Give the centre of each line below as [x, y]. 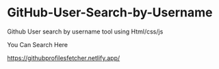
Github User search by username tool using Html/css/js [85, 31]
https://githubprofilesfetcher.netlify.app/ [64, 58]
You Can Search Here [38, 44]
